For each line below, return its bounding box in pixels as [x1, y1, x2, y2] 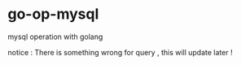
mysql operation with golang [7, 32, 103, 41]
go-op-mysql [7, 5, 99, 24]
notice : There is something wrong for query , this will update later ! [7, 47, 233, 57]
